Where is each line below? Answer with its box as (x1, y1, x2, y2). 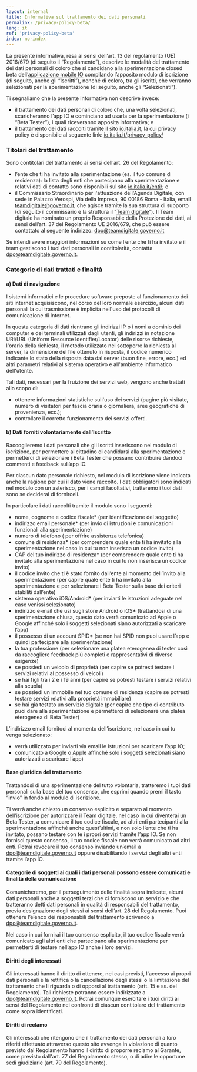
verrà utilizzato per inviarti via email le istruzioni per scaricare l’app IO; (14, 742, 185, 749)
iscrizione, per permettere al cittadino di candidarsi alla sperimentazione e (6, 448, 186, 455)
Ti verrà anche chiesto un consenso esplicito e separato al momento (6, 805, 172, 812)
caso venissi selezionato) (14, 601, 76, 608)
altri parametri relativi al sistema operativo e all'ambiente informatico (6, 361, 172, 368)
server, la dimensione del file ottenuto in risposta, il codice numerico (6, 349, 172, 356)
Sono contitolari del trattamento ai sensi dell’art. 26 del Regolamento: (6, 160, 173, 167)
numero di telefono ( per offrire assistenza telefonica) (14, 532, 145, 539)
